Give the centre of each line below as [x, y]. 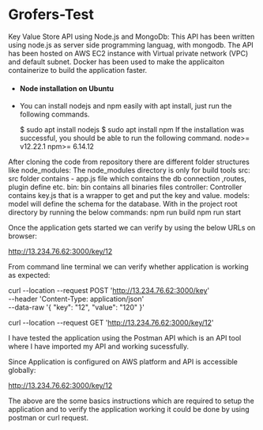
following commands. [54, 114]
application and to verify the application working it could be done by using [129, 409]
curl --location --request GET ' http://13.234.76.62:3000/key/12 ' [111, 323]
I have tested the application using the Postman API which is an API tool [125, 338]
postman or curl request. [49, 418]
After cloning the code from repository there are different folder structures [129, 162]
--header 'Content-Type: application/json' [76, 299]
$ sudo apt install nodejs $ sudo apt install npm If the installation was [132, 130]
